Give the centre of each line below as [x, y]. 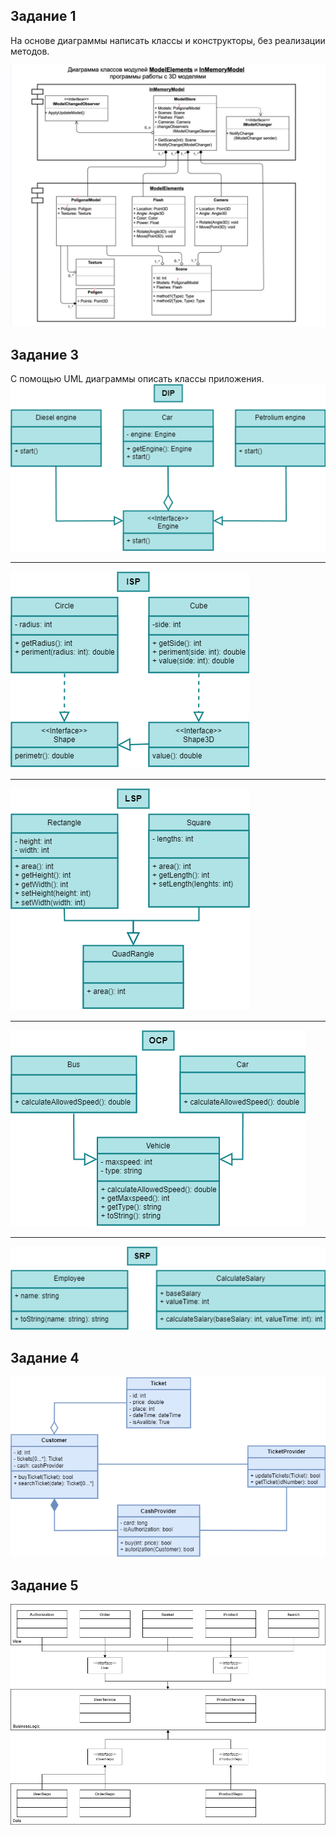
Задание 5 [44, 1585]
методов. [30, 51]
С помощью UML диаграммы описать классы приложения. [137, 378]
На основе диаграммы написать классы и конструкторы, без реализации [168, 40]
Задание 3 [44, 354]
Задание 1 [43, 16]
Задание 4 [45, 1358]
